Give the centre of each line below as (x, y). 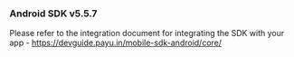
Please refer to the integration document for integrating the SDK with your (147, 33)
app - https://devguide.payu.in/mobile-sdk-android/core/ (116, 43)
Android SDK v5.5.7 (53, 14)
